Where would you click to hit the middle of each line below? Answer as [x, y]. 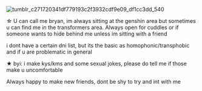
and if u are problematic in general [49, 52]
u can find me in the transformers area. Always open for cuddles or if [93, 27]
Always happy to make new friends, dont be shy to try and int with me [93, 82]
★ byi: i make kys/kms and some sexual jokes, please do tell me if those [96, 64]
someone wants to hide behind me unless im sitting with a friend [87, 34]
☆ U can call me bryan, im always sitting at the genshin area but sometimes [101, 21]
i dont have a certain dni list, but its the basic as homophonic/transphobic [98, 45]
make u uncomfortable [35, 70]
